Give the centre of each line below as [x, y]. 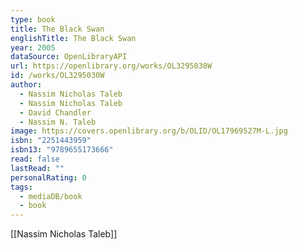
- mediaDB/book [51, 196]
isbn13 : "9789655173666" [62, 150]
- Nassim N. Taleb [58, 122]
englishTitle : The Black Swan [73, 38]
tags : [21, 187]
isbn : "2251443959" [51, 141]
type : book [33, 19]
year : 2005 [33, 47]
